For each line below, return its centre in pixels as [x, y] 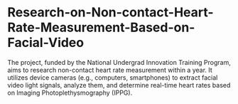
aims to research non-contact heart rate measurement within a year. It [110, 70]
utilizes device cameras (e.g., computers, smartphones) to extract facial [113, 77]
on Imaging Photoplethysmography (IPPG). [70, 93]
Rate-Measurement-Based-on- [101, 27]
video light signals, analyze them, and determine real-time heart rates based [119, 85]
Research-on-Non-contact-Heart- [111, 12]
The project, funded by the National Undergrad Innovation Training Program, [119, 62]
